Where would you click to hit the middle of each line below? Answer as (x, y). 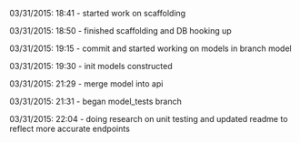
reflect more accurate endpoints (70, 128)
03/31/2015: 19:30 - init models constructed (91, 66)
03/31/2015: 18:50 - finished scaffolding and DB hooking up (120, 31)
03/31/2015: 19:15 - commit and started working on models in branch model (151, 48)
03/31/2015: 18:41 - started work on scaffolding (98, 13)
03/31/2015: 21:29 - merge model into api (86, 84)
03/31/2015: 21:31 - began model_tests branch (95, 101)
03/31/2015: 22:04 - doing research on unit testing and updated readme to (149, 119)
